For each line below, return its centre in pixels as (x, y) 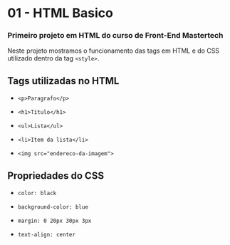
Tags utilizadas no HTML (63, 81)
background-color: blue (53, 207)
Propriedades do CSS (56, 176)
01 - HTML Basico (61, 13)
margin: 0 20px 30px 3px (54, 221)
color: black (37, 194)
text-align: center (47, 235)
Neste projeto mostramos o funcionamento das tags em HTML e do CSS (113, 51)
